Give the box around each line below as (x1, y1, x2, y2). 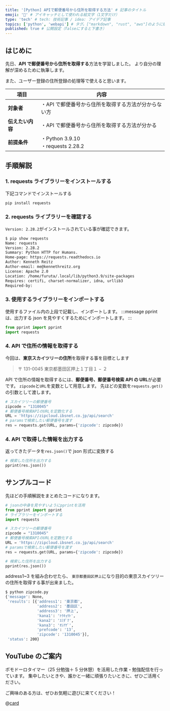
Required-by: (5, 283, 33, 288)
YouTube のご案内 (5, 652, 62, 661)
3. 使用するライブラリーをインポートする (5, 296, 105, 303)
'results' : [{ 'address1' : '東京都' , (7, 599, 82, 604)
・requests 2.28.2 (40, 142, 84, 149)
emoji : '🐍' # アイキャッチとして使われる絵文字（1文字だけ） (5, 12, 120, 17)
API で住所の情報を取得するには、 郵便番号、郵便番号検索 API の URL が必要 (5, 376, 162, 382)
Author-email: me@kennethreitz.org (5, 264, 80, 269)
